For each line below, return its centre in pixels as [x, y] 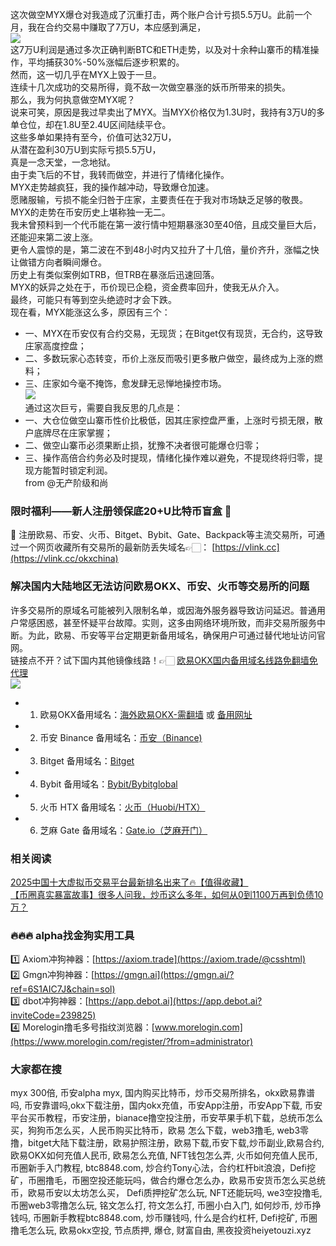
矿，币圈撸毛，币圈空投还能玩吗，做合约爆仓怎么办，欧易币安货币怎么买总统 [168, 1180]
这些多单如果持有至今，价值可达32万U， [93, 137]
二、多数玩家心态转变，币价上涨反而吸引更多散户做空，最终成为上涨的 [169, 358]
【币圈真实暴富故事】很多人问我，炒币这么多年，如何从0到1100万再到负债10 [167, 894]
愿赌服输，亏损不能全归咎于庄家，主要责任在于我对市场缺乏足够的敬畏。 [159, 199]
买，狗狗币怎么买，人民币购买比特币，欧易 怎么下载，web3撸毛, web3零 [160, 1130]
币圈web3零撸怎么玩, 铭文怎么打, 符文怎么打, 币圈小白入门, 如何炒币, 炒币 [161, 1205]
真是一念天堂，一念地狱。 [63, 162]
